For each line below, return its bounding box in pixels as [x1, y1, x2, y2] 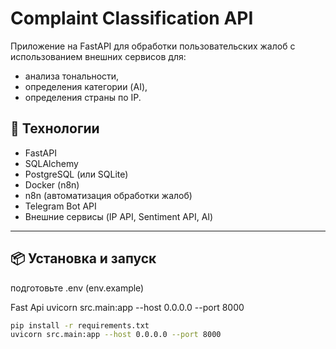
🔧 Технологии [10, 120, 100, 137]
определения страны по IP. [24, 91, 142, 103]
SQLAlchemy [24, 157, 79, 169]
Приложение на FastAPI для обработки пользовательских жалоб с [10, 40, 296, 52]
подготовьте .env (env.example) [10, 282, 145, 294]
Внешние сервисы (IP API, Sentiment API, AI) [24, 210, 214, 222]
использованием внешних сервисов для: [10, 50, 187, 62]
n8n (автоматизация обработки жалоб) [24, 189, 193, 201]
